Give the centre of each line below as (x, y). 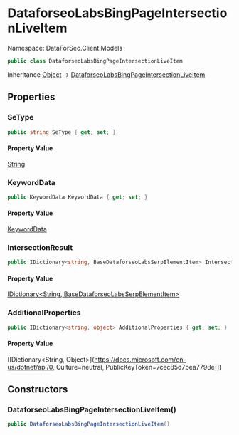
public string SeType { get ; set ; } (62, 132)
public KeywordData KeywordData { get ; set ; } (78, 197)
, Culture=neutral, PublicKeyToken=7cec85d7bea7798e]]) (137, 367)
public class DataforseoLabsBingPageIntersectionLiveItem (95, 61)
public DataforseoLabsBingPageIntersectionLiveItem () (89, 424)
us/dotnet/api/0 (30, 367)
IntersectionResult (40, 247)
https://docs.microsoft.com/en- (140, 359)
